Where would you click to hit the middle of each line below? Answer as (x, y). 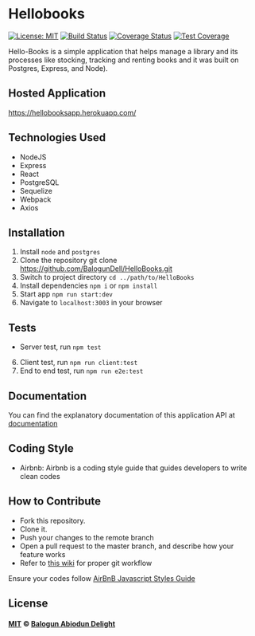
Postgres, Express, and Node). (58, 68)
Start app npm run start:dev (66, 294)
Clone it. (33, 529)
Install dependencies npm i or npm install (89, 286)
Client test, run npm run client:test (79, 363)
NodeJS (33, 157)
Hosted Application (57, 94)
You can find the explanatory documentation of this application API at (122, 415)
